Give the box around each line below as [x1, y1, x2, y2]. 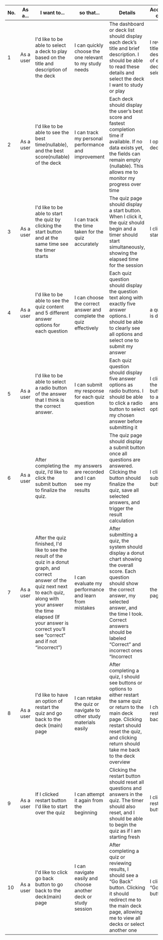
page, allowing [109, 909, 143, 915]
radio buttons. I [109, 388, 144, 394]
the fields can [109, 151, 141, 157]
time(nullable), [35, 141, 68, 148]
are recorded [74, 469, 104, 475]
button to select [109, 406, 145, 412]
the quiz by [35, 216, 61, 223]
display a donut [109, 549, 145, 556]
